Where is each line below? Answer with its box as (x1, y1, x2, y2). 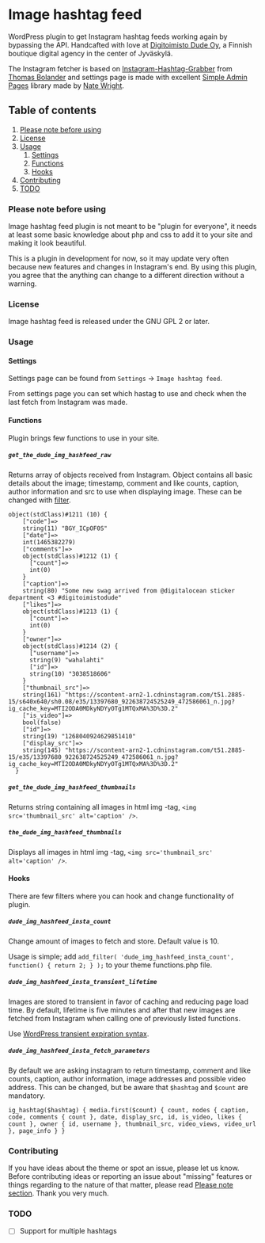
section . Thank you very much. (8, 1188, 109, 1198)
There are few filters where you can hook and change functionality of (8, 891, 235, 901)
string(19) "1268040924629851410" (22, 732, 136, 740)
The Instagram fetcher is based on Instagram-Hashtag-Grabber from (8, 63, 233, 73)
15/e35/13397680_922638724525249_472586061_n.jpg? (8, 753, 179, 761)
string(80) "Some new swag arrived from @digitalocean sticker (22, 586, 236, 595)
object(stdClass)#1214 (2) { (22, 642, 119, 650)
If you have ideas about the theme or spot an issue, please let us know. (8, 1163, 240, 1172)
